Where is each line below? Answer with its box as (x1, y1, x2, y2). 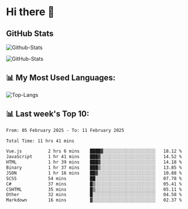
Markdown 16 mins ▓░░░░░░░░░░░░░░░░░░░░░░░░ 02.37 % (6, 197, 182, 203)
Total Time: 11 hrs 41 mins (6, 138, 75, 144)
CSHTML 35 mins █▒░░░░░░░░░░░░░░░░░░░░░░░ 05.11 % (6, 186, 182, 192)
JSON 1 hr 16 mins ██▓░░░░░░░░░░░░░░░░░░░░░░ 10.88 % (6, 170, 182, 176)
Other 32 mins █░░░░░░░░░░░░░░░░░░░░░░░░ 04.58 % (6, 192, 182, 198)
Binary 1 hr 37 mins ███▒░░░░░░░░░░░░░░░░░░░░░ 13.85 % (6, 165, 182, 170)
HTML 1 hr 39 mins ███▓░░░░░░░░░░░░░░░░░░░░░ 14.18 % (6, 159, 182, 165)
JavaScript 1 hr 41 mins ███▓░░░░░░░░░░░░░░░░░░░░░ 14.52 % (6, 154, 182, 160)
